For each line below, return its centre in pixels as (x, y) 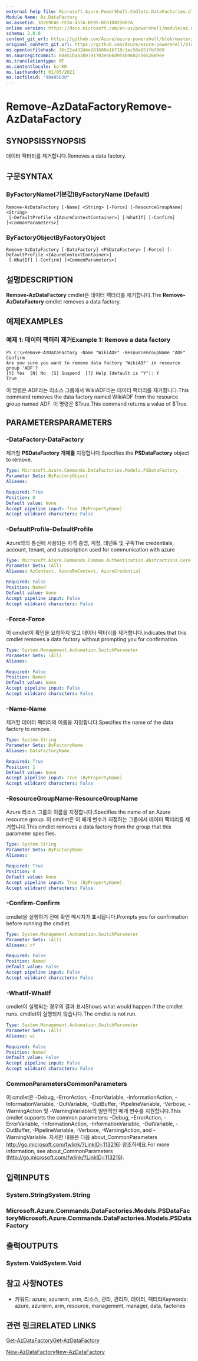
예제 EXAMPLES (35, 322)
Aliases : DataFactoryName (38, 750)
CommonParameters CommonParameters (67, 1084)
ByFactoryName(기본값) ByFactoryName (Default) (78, 194)
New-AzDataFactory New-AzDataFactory (55, 1352)
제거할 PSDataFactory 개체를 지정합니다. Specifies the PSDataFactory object (98, 453)
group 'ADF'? (22, 368)
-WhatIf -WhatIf (29, 993)
